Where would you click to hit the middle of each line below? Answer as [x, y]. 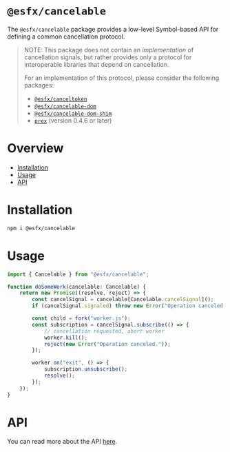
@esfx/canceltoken [61, 99]
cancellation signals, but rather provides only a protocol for [108, 57]
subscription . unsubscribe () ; [86, 369]
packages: [39, 85]
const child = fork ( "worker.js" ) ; [81, 318]
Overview [35, 148]
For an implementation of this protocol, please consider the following [122, 78]
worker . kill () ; [66, 338]
